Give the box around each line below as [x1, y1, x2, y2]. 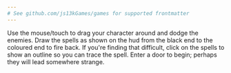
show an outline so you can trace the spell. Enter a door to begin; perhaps [7, 50, 217, 59]
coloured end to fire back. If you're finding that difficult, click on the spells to [7, 43, 225, 51]
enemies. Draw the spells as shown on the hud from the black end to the [7, 35, 213, 44]
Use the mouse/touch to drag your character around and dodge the [7, 29, 199, 37]
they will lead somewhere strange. [7, 57, 105, 65]
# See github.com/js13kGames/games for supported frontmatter [7, 10, 190, 17]
